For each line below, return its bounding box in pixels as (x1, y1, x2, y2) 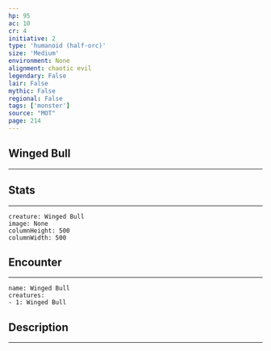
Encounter (8, 255, 62, 269)
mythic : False (8, 86, 56, 95)
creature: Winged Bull (8, 212, 85, 220)
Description (8, 320, 69, 334)
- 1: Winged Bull (8, 299, 67, 307)
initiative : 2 (8, 34, 56, 43)
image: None (8, 219, 48, 228)
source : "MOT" (8, 110, 56, 118)
